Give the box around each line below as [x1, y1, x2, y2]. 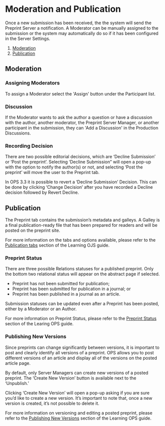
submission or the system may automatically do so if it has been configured [5, 30, 159, 36]
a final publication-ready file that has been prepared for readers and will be [5, 222, 158, 228]
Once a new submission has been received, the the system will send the [5, 20, 152, 26]
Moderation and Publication [5, 3, 121, 15]
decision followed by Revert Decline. [5, 189, 79, 196]
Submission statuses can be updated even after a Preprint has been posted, [5, 300, 159, 307]
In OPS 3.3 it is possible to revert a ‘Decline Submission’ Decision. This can [5, 179, 157, 185]
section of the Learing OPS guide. [5, 321, 74, 327]
